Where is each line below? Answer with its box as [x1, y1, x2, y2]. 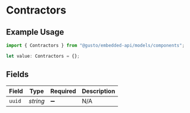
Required [50, 87, 76, 95]
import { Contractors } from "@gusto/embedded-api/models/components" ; [6, 42, 185, 48]
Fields [6, 69, 29, 79]
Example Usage [6, 27, 65, 37]
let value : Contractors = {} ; [6, 53, 80, 59]
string [28, 97, 45, 105]
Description [82, 87, 116, 95]
